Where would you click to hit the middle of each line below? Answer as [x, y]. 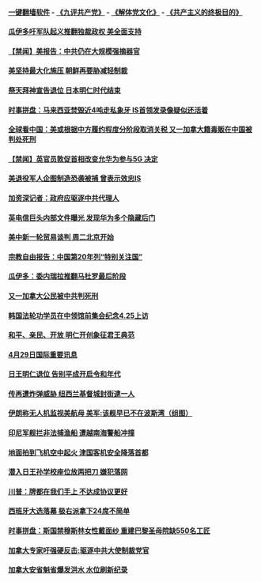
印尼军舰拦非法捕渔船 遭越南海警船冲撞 [72, 433]
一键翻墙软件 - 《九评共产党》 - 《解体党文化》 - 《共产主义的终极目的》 [125, 12]
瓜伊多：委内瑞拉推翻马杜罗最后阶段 [67, 276]
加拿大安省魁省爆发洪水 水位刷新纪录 [68, 570]
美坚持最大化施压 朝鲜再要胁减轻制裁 [68, 70]
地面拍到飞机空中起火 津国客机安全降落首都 [78, 452]
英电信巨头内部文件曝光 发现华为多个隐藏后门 [82, 217]
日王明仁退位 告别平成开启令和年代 [64, 374]
